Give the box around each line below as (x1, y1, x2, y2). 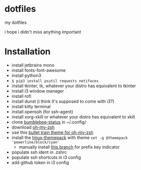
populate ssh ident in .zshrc (11, 149, 67, 155)
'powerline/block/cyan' (11, 140, 60, 145)
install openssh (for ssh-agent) (11, 109, 74, 114)
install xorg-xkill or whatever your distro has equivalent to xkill (11, 113, 135, 120)
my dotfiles (4, 19, 27, 25)
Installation (4, 46, 51, 57)
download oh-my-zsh (11, 124, 55, 130)
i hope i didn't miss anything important (4, 29, 81, 35)
